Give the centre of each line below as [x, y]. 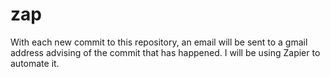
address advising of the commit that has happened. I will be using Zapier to [165, 52]
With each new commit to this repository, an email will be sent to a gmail [159, 42]
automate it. [35, 63]
